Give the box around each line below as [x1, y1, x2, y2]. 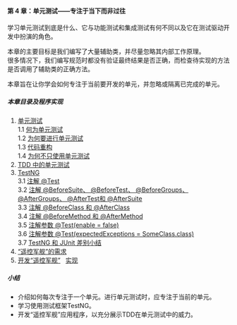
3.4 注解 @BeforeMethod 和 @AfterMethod [17, 212, 143, 221]
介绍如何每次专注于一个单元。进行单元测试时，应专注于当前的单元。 [17, 293, 216, 301]
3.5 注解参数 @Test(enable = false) [17, 221, 119, 229]
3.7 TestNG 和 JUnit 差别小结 [17, 238, 102, 247]
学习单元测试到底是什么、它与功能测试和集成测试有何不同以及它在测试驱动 [7, 23, 224, 32]
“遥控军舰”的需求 [17, 247, 67, 256]
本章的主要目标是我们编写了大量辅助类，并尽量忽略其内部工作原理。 [7, 47, 205, 56]
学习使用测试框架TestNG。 [17, 302, 95, 310]
